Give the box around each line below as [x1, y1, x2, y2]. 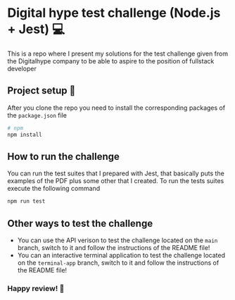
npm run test [7, 198, 46, 205]
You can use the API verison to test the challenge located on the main [17, 236, 218, 244]
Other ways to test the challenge [7, 217, 153, 230]
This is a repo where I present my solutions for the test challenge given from [7, 49, 229, 58]
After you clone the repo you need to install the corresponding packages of [7, 104, 226, 112]
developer [7, 64, 37, 73]
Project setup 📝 [7, 85, 76, 96]
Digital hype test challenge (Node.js [7, 5, 221, 21]
